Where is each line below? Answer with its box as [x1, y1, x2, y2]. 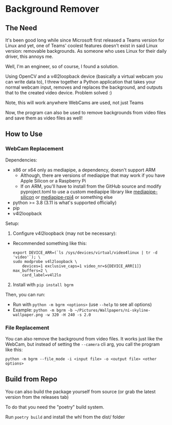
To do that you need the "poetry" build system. [5, 403, 104, 410]
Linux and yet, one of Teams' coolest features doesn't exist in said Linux [5, 43, 158, 49]
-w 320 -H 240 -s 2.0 [45, 312, 91, 317]
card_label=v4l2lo [22, 272, 61, 277]
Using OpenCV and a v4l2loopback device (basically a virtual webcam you [5, 73, 163, 79]
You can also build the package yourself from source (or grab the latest [5, 388, 156, 395]
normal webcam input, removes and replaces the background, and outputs [5, 84, 163, 90]
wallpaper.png [12, 312, 43, 317]
